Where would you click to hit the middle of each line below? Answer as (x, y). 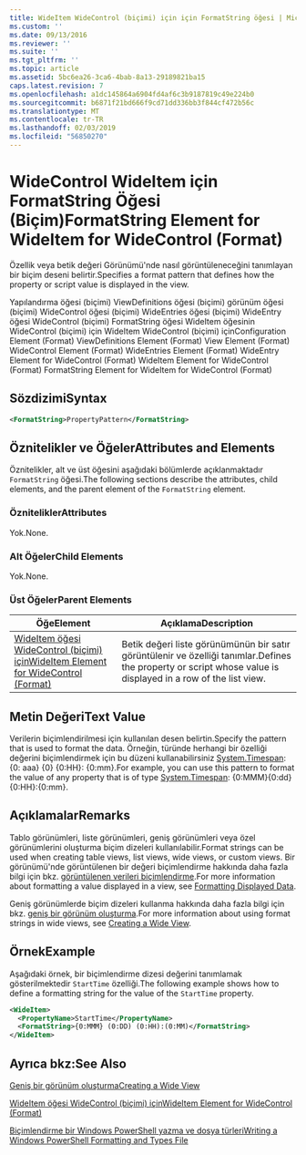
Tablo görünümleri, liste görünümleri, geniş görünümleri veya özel (133, 837)
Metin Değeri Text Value (77, 717)
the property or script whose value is (200, 667)
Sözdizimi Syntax (58, 399)
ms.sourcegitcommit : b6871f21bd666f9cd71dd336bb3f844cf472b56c (132, 103)
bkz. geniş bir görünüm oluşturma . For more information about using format (150, 913)
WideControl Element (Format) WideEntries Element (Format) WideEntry (144, 350)
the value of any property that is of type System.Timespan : (120, 778)
